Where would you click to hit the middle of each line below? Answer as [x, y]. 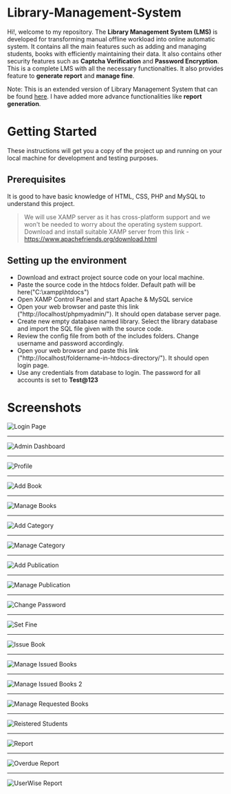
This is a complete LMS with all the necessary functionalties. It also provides [115, 68]
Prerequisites [36, 180]
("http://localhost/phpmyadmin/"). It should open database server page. [119, 314]
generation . [24, 103]
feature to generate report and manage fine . [71, 75]
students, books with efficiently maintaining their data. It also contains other [114, 54]
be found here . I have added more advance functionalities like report [104, 96]
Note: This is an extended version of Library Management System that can [112, 89]
